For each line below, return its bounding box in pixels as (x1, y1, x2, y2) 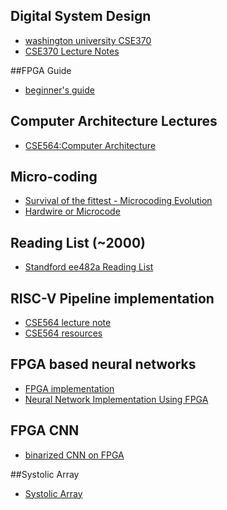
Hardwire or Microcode (24, 205, 121, 218)
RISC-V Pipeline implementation (10, 290, 215, 307)
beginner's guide (24, 84, 95, 96)
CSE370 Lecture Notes (24, 45, 120, 57)
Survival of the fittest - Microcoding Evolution (24, 195, 213, 207)
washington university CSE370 (24, 34, 152, 46)
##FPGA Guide (10, 64, 72, 76)
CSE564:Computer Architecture (24, 139, 157, 151)
